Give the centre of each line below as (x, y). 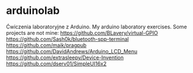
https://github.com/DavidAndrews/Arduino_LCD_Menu (72, 51)
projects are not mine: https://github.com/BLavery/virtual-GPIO (82, 32)
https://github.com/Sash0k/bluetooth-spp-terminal (67, 39)
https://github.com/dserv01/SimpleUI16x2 (56, 63)
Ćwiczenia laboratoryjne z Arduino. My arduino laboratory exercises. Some (97, 27)
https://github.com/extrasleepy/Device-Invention (65, 57)
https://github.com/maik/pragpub (46, 45)
